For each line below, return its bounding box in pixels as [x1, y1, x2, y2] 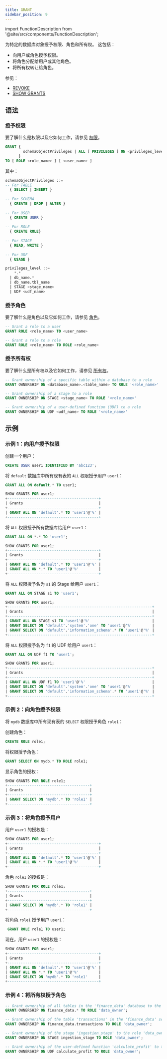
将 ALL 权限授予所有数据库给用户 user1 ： [5, 524, 88, 530]
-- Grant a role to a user [5, 324, 61, 329]
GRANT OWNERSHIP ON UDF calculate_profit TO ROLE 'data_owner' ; [5, 1049, 141, 1054]
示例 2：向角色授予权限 [5, 706, 61, 713]
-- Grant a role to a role [5, 338, 61, 343]
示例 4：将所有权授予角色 [5, 992, 66, 999]
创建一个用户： [5, 453, 36, 459]
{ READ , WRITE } [9, 243, 43, 248]
